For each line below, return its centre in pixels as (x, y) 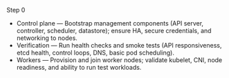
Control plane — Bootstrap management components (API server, (110, 23)
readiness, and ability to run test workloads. (79, 67)
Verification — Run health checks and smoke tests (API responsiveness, (119, 45)
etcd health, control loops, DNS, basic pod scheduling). (95, 52)
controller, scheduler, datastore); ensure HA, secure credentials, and (114, 31)
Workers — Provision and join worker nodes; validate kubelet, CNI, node (119, 60)
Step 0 (16, 10)
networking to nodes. (47, 38)
